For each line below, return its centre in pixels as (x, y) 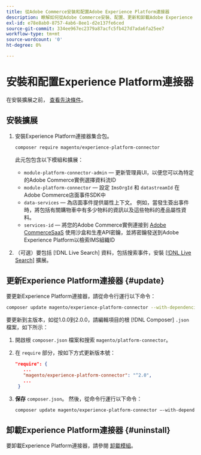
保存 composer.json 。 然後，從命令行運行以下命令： (78, 399)
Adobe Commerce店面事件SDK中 (65, 195)
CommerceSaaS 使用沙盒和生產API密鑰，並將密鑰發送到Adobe (101, 232)
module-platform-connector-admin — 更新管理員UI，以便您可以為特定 (109, 172)
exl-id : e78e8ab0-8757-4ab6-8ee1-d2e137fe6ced (65, 23)
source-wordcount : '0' (34, 40)
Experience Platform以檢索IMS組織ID (69, 240)
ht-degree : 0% (24, 46)
